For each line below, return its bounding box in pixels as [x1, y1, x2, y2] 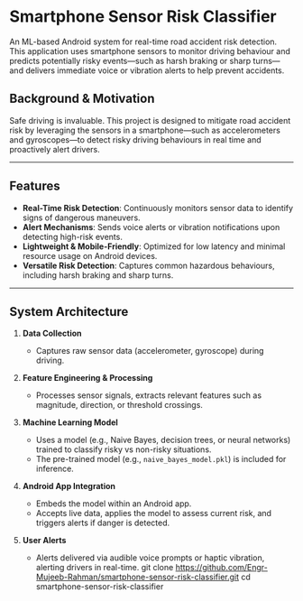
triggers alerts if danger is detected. [35, 517, 170, 529]
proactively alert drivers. [9, 143, 101, 154]
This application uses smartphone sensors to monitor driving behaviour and [9, 45, 291, 56]
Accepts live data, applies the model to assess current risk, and [35, 508, 272, 519]
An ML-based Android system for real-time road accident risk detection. [9, 36, 278, 47]
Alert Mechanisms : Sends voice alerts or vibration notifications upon [22, 221, 280, 232]
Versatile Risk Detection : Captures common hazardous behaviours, [22, 260, 275, 271]
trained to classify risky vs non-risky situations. [35, 444, 212, 455]
